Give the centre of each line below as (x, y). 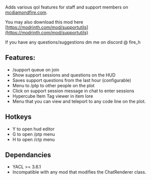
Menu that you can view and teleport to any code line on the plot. (79, 101)
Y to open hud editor (33, 129)
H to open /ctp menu (34, 139)
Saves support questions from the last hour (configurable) (72, 80)
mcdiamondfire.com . (27, 12)
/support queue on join (36, 69)
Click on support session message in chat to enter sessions (73, 91)
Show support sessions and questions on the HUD (64, 75)
